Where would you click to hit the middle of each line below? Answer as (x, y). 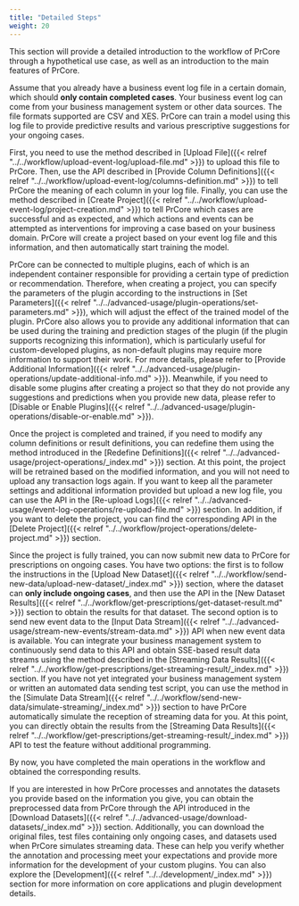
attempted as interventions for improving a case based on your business (142, 228)
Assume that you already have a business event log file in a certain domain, (148, 87)
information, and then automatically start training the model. (119, 247)
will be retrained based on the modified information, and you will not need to (149, 471)
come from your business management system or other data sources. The (146, 106)
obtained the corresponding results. (75, 771)
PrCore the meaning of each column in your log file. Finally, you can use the (149, 190)
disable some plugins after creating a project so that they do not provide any (149, 387)
